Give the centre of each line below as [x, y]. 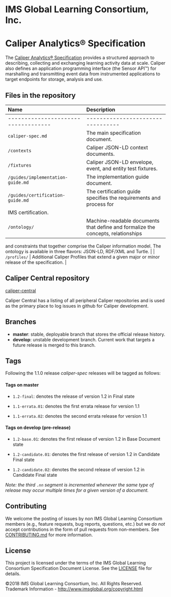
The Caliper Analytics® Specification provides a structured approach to [80, 58]
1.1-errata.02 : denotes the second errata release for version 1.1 [80, 416]
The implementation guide [118, 177]
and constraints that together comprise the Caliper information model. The [83, 246]
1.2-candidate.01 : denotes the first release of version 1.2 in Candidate [86, 454]
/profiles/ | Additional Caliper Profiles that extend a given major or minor [83, 257]
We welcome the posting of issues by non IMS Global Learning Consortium [84, 519]
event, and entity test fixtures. [122, 168]
